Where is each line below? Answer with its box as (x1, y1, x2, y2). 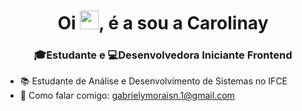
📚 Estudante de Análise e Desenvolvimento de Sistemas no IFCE (19, 75, 288, 87)
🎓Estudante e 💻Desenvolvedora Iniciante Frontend (33, 48, 293, 62)
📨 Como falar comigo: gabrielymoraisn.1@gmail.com (19, 90, 235, 102)
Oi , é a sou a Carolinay (57, 12, 269, 35)
